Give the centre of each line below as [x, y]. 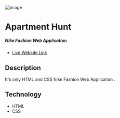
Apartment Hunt [38, 27]
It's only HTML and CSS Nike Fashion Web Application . [60, 79]
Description [23, 68]
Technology [23, 95]
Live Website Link [29, 52]
